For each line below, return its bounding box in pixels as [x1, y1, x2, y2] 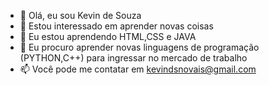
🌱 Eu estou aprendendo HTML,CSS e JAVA [19, 31, 197, 42]
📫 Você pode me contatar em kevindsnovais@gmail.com [19, 63, 257, 75]
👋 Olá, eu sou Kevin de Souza [19, 10, 142, 21]
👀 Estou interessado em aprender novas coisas [19, 20, 214, 32]
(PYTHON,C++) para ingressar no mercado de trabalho [19, 52, 248, 64]
